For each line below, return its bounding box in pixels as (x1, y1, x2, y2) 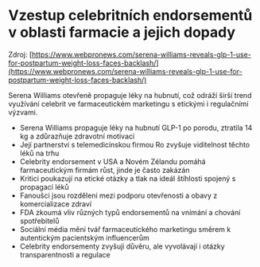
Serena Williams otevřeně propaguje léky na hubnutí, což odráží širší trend (8, 90, 252, 100)
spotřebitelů (19, 216, 60, 226)
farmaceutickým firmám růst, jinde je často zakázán (19, 165, 190, 175)
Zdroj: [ (8, 49, 33, 59)
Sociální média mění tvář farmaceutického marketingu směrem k (19, 224, 231, 234)
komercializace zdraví (19, 198, 92, 209)
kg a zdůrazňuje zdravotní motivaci (19, 131, 135, 141)
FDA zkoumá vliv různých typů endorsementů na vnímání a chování (19, 207, 241, 217)
